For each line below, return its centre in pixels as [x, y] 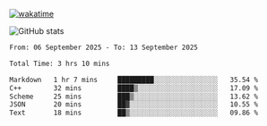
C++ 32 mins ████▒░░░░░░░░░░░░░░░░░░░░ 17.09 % [133, 88]
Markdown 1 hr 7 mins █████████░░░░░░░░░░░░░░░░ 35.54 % [133, 80]
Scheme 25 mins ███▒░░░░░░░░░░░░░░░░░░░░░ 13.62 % [133, 97]
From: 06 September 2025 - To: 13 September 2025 [104, 47]
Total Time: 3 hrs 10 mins [60, 63]
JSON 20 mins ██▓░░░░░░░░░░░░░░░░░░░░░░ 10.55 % [133, 105]
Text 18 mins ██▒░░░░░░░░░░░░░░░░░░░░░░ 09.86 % [133, 113]
